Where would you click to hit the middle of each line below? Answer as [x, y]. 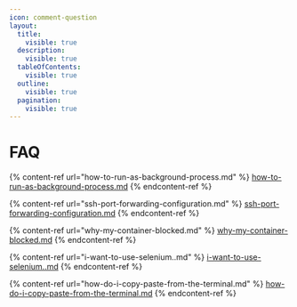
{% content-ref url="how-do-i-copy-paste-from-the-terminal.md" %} [136, 284]
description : [41, 51]
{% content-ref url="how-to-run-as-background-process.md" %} [130, 177]
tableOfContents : [49, 68]
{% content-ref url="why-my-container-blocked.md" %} [112, 230]
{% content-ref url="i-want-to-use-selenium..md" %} [107, 257]
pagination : [40, 100]
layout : [24, 26]
